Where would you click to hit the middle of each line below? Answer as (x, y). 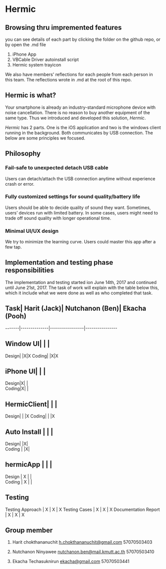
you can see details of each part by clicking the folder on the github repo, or (83, 39)
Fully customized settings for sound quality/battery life (73, 197)
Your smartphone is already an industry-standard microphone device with (81, 107)
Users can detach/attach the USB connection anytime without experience (80, 178)
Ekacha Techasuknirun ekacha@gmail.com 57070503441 (71, 562)
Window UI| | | (28, 344)
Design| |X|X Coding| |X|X (32, 356)
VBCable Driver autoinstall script (46, 60)
